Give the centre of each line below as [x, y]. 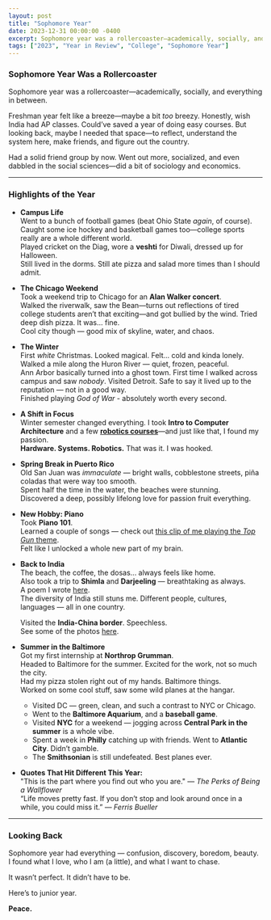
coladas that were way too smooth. [78, 481]
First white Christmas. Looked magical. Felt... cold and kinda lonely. [132, 355]
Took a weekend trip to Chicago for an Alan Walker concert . [121, 297]
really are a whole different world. [76, 238]
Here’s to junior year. [43, 893]
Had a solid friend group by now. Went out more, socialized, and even [124, 158]
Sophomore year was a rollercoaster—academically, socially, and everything [135, 92]
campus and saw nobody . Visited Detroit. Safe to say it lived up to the [135, 381]
